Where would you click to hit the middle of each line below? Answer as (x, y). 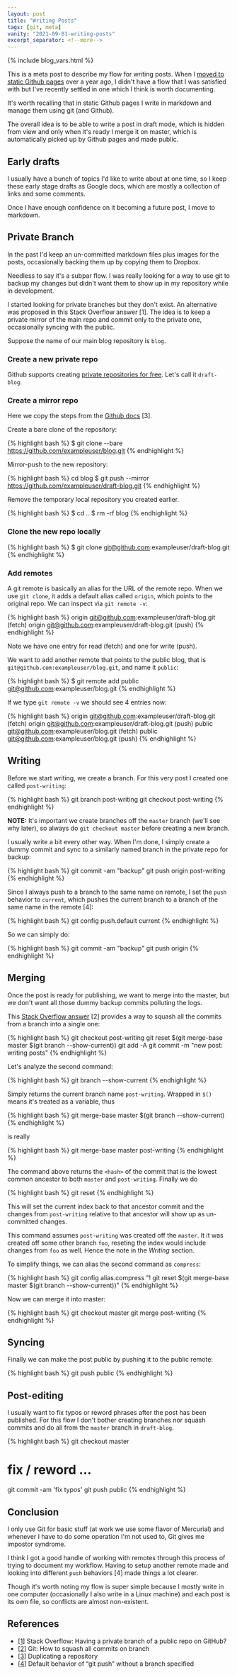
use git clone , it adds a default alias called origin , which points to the (110, 595)
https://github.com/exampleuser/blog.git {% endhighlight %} (96, 451)
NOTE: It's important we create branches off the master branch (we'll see (114, 820)
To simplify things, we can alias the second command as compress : (104, 1264)
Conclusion (33, 1512)
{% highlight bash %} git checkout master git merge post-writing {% (107, 1313)
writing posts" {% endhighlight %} (57, 1053)
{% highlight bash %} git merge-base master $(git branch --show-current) (116, 1115)
